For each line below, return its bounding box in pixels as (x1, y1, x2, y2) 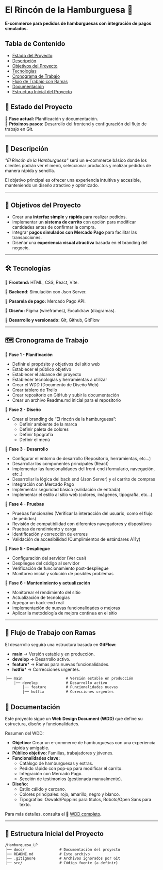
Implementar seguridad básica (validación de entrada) (12, 486, 121, 492)
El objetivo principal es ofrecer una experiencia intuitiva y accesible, (5, 177, 141, 183)
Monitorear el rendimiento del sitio (12, 589, 81, 595)
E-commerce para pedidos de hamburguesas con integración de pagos (5, 20, 152, 26)
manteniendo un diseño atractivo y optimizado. (5, 182, 99, 188)
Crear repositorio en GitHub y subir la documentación (12, 392, 119, 398)
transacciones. (12, 235, 42, 240)
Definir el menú (19, 437, 50, 443)
